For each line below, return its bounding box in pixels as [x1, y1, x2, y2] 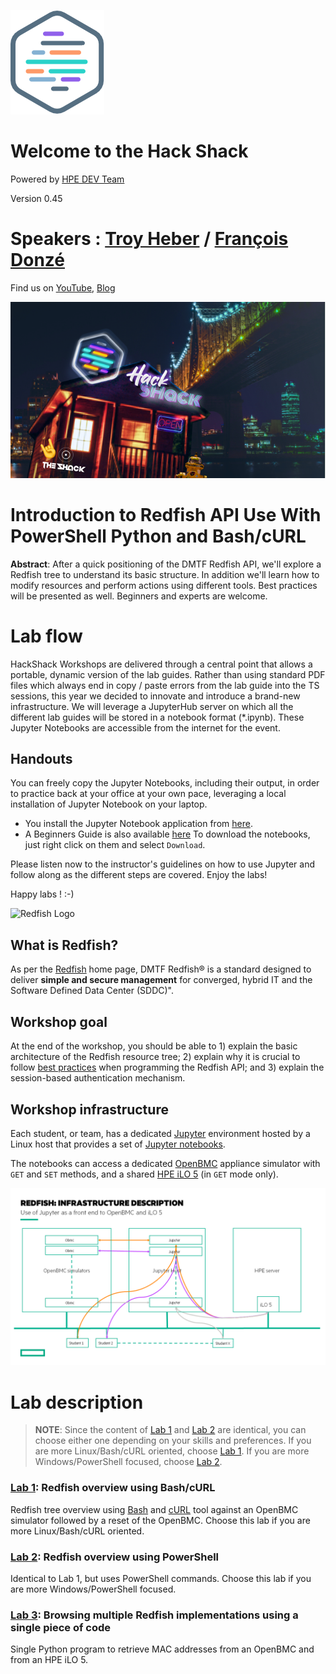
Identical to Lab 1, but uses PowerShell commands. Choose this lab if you [10, 1572, 312, 1584]
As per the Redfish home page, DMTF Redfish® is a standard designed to [10, 963, 312, 975]
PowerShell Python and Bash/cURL [10, 525, 307, 547]
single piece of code [10, 1620, 112, 1634]
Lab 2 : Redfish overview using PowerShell [10, 1550, 219, 1564]
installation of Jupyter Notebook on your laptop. [10, 798, 208, 810]
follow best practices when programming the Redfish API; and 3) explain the [10, 1061, 325, 1074]
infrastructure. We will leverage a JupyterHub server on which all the [10, 700, 294, 712]
